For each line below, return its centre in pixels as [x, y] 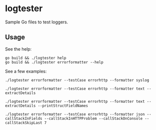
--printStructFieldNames [63, 106]
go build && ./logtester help [36, 58]
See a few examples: [26, 71]
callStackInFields [24, 118]
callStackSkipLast [24, 123]
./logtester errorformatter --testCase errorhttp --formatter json [75, 114]
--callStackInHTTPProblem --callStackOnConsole [93, 118]
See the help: [18, 49]
